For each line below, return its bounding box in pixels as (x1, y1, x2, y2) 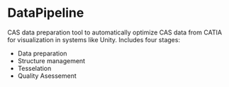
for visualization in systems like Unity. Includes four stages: (7, 35, 181, 43)
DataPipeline (7, 5, 84, 21)
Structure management (17, 56, 86, 65)
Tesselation (17, 64, 52, 72)
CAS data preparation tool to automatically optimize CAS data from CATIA (7, 28, 222, 36)
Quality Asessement (17, 72, 77, 80)
